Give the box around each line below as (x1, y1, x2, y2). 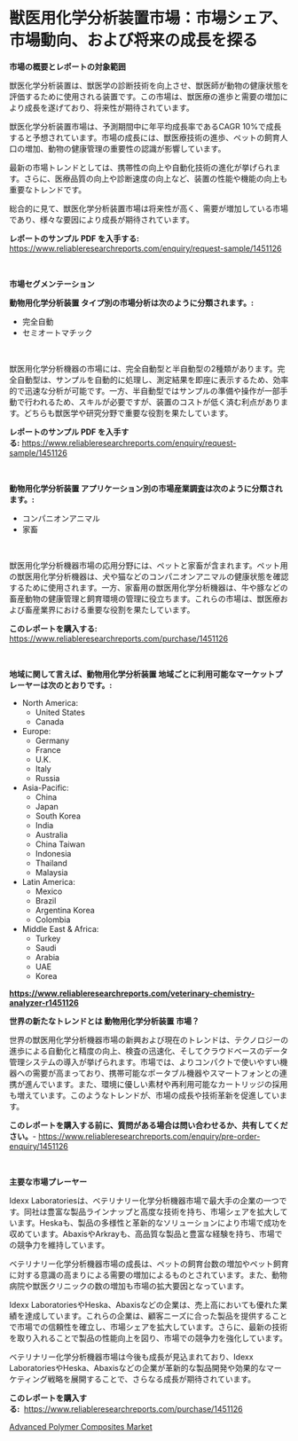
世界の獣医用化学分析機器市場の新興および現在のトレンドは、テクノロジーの (9, 1034, 289, 1045)
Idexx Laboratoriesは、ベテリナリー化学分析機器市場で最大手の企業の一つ (9, 1194, 279, 1206)
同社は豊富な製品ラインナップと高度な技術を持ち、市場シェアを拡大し (23, 1206, 281, 1217)
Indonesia (35, 848, 72, 858)
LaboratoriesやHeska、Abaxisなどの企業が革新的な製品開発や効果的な (9, 1362, 267, 1373)
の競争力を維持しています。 (9, 1239, 110, 1250)
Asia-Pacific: (21, 782, 69, 793)
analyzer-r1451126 (9, 997, 80, 1007)
